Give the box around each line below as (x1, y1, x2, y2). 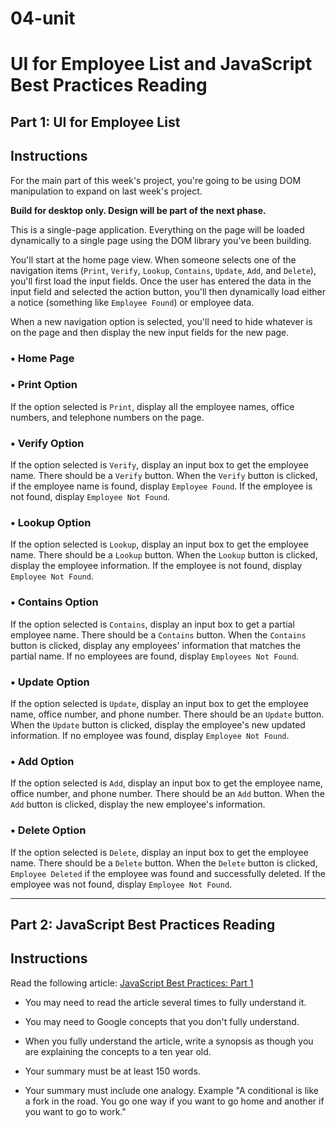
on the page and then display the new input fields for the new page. (10, 326, 290, 338)
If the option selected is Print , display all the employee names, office (10, 400, 295, 412)
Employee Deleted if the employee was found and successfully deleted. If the (10, 867, 326, 879)
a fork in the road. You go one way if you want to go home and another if (24, 1095, 325, 1107)
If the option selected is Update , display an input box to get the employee (10, 697, 309, 709)
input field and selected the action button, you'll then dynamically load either (10, 285, 326, 297)
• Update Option (10, 675, 90, 689)
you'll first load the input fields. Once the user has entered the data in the (10, 275, 312, 287)
